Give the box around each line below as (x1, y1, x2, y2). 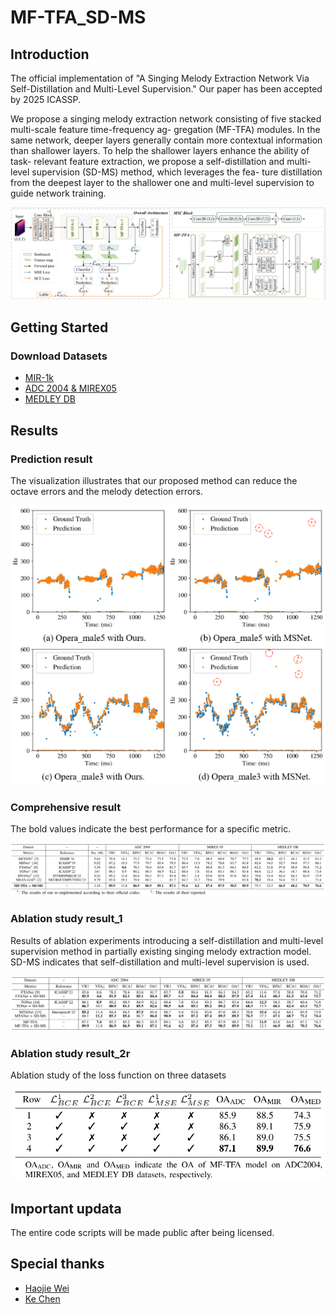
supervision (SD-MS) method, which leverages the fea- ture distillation (31, 166, 323, 178)
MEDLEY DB (24, 393, 76, 405)
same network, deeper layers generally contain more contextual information (10, 134, 323, 146)
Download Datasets (10, 349, 108, 363)
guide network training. (10, 187, 107, 199)
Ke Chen (24, 1292, 61, 1305)
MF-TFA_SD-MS (10, 6, 147, 29)
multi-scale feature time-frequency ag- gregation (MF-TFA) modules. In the (10, 124, 321, 135)
